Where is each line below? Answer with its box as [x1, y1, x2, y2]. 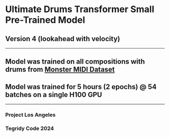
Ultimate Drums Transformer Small [5, 4, 154, 15]
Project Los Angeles [5, 111, 56, 118]
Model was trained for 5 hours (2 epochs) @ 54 [5, 82, 157, 91]
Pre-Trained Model [5, 14, 86, 26]
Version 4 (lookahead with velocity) [5, 34, 120, 43]
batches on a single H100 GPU [5, 90, 102, 99]
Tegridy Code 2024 [5, 125, 54, 132]
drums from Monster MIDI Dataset [5, 65, 115, 74]
